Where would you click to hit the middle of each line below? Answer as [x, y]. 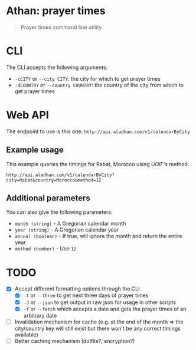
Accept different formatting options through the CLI [77, 289]
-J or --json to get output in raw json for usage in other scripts [99, 302]
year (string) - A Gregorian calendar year [67, 230]
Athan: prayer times [56, 11]
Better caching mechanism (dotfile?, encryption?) [75, 341]
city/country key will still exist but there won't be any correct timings [98, 328]
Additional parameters [48, 198]
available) [26, 335]
